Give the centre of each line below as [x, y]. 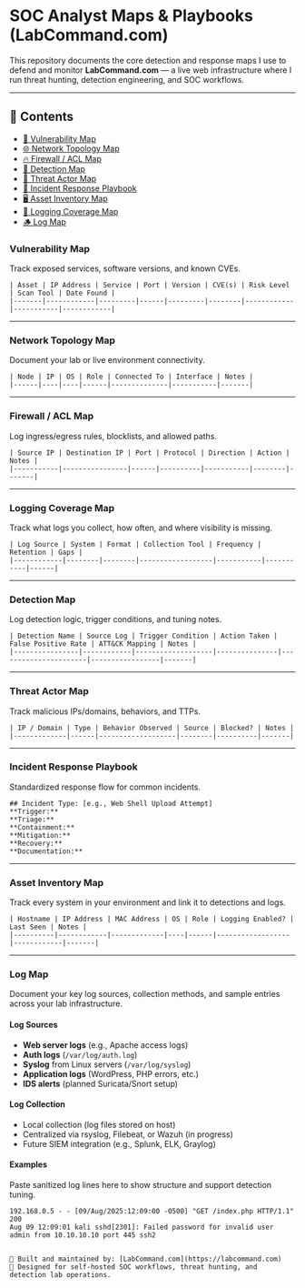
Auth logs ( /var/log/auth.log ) [80, 1054]
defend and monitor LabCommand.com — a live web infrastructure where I [151, 70]
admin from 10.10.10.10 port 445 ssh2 [83, 1235]
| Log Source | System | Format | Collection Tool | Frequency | [135, 544]
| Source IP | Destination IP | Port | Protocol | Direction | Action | [150, 453]
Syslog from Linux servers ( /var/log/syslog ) [107, 1064]
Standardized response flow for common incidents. [105, 787]
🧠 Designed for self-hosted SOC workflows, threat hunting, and [133, 1267]
